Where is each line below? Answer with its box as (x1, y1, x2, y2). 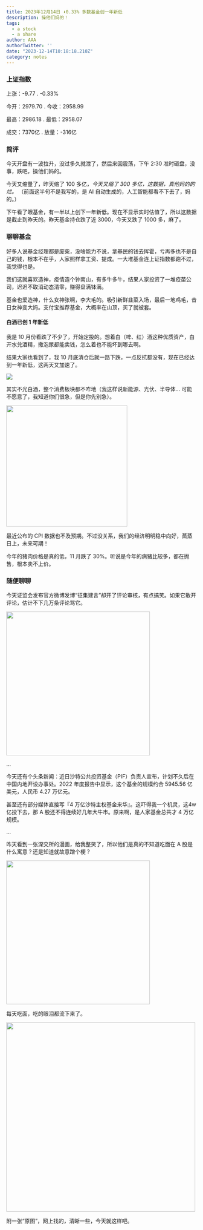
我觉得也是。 (6, 263, 38, 270)
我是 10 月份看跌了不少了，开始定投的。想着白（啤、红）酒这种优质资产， (6, 333, 190, 340)
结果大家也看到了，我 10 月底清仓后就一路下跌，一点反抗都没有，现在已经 (6, 354, 190, 361)
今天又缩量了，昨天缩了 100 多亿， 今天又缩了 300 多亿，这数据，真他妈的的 (6, 180, 195, 188)
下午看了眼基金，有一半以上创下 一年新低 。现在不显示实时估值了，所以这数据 (6, 208, 197, 215)
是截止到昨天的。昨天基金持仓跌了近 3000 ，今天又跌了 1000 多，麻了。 (6, 216, 185, 223)
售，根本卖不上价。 (6, 560, 54, 567)
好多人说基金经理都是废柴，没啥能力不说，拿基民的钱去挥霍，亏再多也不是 (6, 248, 192, 255)
